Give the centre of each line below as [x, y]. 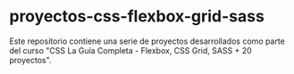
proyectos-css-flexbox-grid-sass [137, 16]
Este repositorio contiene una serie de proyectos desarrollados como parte [147, 41]
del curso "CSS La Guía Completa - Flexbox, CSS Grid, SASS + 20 [130, 50]
